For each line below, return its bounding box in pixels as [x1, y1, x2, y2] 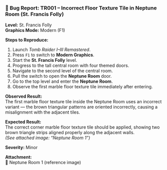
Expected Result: [5, 119, 41, 125]
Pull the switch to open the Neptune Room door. [12, 73, 112, 79]
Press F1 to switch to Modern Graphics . [12, 52, 95, 58]
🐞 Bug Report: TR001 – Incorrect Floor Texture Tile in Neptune [5, 4, 157, 11]
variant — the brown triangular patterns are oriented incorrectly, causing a [5, 104, 158, 110]
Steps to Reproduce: [5, 37, 49, 43]
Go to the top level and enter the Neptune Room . [12, 78, 113, 84]
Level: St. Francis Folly [5, 22, 52, 28]
